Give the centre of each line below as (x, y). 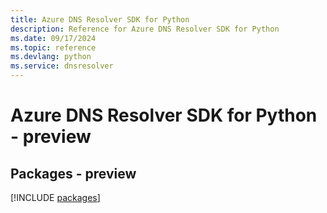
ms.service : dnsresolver (62, 66)
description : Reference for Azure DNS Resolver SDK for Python (145, 29)
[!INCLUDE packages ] (55, 197)
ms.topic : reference (53, 47)
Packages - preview (73, 173)
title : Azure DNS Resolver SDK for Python (100, 19)
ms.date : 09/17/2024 (53, 38)
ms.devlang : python (51, 57)
